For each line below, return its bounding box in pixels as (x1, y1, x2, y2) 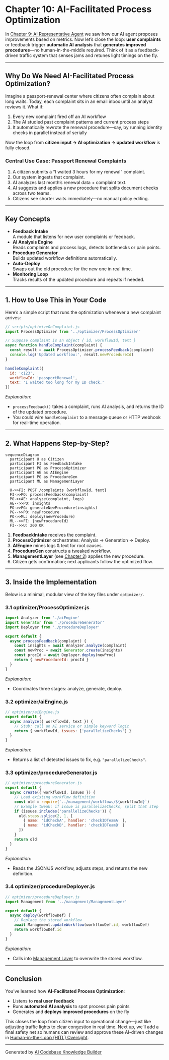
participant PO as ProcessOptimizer (10, 465, 87, 470)
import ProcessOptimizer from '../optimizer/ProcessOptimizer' (5, 329, 141, 334)
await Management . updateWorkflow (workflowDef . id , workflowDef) (14, 922, 150, 927)
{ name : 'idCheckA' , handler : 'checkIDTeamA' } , (23, 818, 127, 823)
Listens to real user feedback (12, 997, 74, 1004)
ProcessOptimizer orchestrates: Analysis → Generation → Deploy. (12, 537, 151, 543)
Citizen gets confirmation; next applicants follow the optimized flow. (12, 558, 153, 564)
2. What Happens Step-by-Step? (5, 439, 110, 447)
